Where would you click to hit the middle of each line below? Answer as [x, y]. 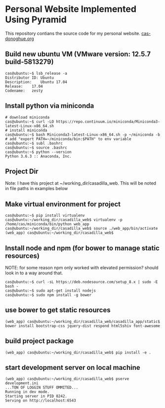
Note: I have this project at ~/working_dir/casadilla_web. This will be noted [81, 183]
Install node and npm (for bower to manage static [82, 248]
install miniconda [29, 130]
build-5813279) [29, 62]
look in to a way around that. [34, 273]
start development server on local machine [73, 368]
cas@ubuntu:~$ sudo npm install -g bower [48, 295]
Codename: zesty [24, 91]
